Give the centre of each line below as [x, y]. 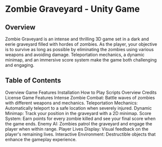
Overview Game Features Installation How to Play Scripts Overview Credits [81, 92]
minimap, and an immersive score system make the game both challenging [81, 60]
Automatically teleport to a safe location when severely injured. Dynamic [79, 108]
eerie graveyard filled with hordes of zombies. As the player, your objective [81, 44]
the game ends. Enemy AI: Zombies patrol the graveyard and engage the [79, 123]
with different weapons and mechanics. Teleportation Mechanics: [71, 103]
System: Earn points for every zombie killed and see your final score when [81, 118]
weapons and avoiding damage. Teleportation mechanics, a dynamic [75, 55]
